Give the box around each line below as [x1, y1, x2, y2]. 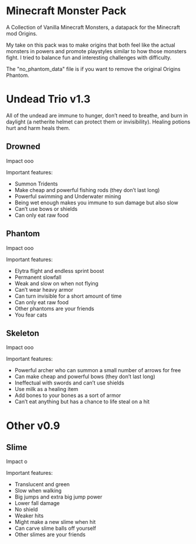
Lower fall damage [14, 500, 60, 507]
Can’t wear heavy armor [14, 286, 74, 293]
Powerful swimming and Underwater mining [14, 193, 122, 200]
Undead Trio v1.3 [6, 93, 91, 106]
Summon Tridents [14, 180, 58, 187]
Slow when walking [14, 487, 62, 494]
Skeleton [6, 328, 39, 338]
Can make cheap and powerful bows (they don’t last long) [14, 373, 156, 380]
